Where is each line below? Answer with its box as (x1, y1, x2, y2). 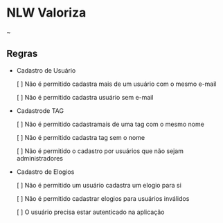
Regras (6, 48, 38, 60)
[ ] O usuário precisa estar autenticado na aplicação (16, 208, 165, 216)
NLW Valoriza (6, 5, 87, 21)
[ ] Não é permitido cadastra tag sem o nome (16, 133, 145, 141)
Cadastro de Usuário (16, 66, 76, 74)
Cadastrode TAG (16, 106, 64, 115)
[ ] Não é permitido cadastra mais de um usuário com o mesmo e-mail (16, 80, 217, 88)
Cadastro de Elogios (16, 168, 75, 176)
